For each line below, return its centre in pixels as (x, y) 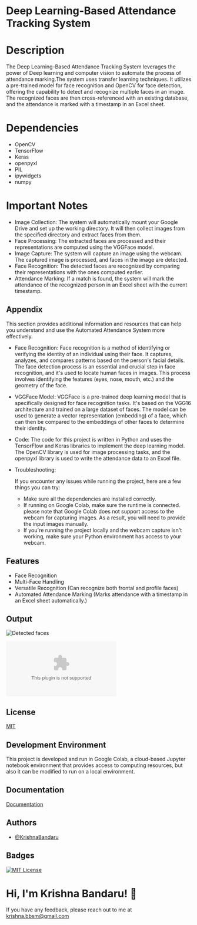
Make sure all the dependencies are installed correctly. (90, 499)
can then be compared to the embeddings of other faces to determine (99, 422)
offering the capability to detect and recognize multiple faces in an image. (96, 92)
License (21, 712)
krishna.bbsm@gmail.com (38, 916)
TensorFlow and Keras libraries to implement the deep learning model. (100, 446)
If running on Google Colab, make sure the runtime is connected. (102, 505)
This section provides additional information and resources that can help (94, 324)
